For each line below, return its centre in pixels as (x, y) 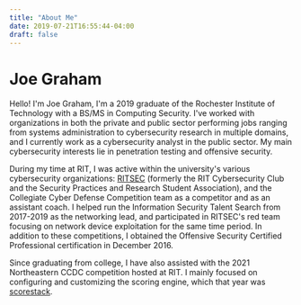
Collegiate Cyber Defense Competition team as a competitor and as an (140, 198)
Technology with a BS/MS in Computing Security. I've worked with (132, 113)
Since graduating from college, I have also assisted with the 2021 (129, 263)
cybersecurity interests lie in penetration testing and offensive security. (141, 152)
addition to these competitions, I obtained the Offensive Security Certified (146, 236)
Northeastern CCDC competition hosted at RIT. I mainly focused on (133, 273)
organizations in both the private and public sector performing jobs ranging (148, 123)
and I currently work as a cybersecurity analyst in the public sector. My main (151, 142)
